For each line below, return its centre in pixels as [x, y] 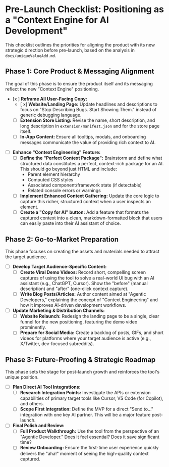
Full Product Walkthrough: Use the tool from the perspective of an [90, 431]
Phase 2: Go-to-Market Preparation [62, 239]
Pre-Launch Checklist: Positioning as [84, 9]
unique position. [22, 377]
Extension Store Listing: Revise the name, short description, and [88, 120]
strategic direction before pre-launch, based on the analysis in [70, 50]
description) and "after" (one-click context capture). [74, 289]
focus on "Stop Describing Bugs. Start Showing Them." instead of [88, 109]
